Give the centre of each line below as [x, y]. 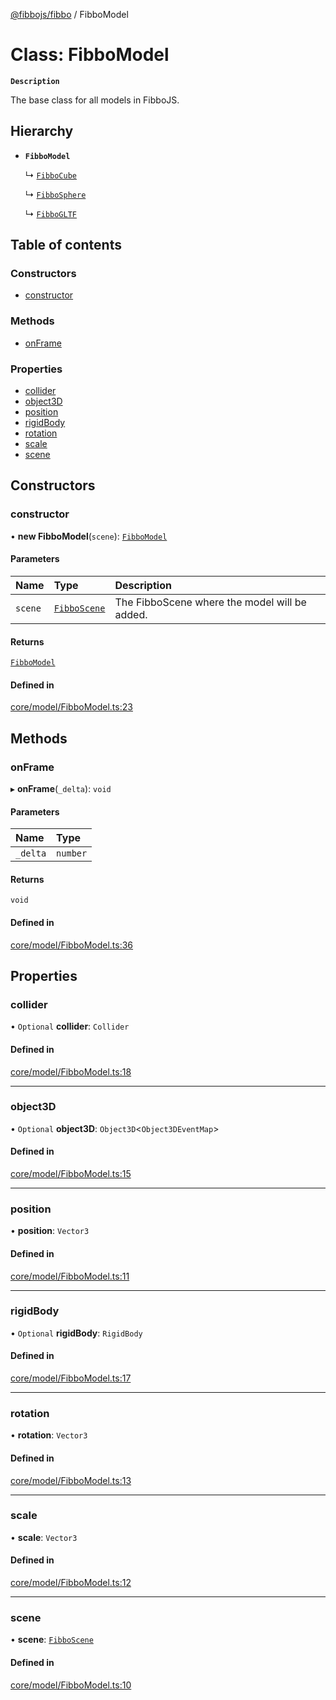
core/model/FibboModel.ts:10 [71, 1685]
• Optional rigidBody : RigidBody [76, 1333]
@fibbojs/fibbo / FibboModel [69, 14]
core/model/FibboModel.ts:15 [71, 1174]
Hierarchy [42, 131]
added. [131, 614]
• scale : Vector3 [44, 1537]
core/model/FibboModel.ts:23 [71, 707]
